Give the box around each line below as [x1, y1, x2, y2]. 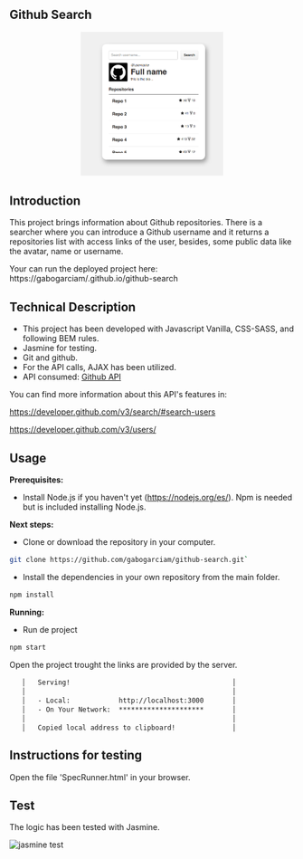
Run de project [22, 624, 79, 635]
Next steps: [9, 520, 54, 530]
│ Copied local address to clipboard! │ [21, 723, 237, 732]
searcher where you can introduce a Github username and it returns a [9, 226, 270, 238]
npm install [9, 590, 54, 599]
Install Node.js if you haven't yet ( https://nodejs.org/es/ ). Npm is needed [22, 492, 293, 503]
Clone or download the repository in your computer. [22, 537, 216, 548]
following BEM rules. [22, 333, 99, 344]
